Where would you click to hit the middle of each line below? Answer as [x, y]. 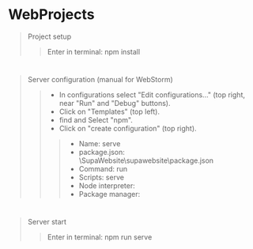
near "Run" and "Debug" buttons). [115, 104]
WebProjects [51, 15]
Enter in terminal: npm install [94, 51]
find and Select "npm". [96, 120]
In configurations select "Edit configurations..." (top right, [152, 95]
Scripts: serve [102, 177]
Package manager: [110, 194]
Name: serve [100, 144]
